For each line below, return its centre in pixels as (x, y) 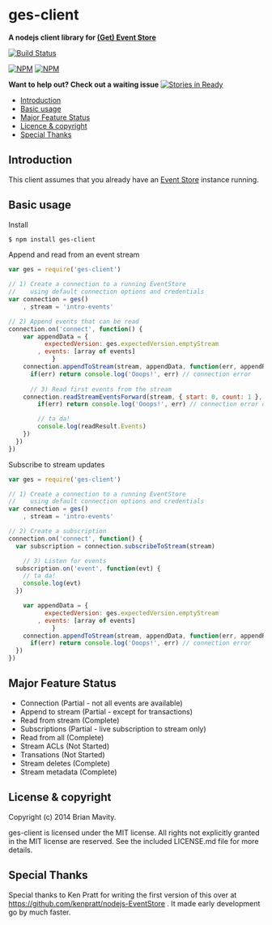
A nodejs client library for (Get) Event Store (82, 37)
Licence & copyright (53, 126)
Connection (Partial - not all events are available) (102, 703)
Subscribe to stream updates (57, 464)
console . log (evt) (52, 584)
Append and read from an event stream (74, 255)
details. (21, 850)
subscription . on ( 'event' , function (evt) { (88, 569)
